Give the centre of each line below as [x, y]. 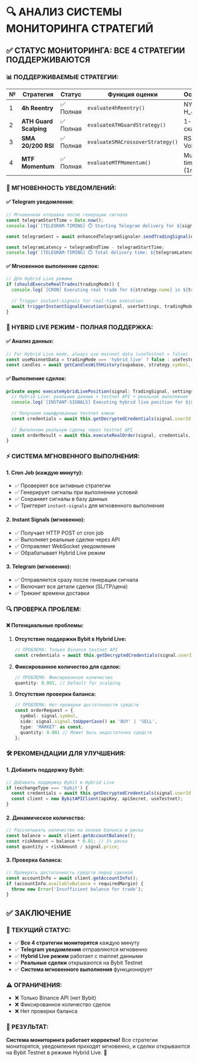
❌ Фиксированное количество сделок [62, 1005]
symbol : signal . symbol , [49, 716]
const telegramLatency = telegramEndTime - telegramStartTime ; [85, 247]
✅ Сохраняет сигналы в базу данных [61, 499]
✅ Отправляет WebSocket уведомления [65, 546]
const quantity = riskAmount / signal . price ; [63, 847]
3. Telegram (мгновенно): [39, 566]
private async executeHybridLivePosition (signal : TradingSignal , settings [100, 391]
